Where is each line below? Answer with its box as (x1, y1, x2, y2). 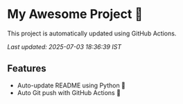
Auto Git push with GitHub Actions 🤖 (17, 88, 121, 96)
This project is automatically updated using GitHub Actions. (7, 29, 177, 37)
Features (7, 62, 46, 75)
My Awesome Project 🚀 (7, 6, 143, 22)
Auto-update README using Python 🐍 (17, 81, 126, 89)
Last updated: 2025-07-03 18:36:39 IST (7, 42, 122, 51)
